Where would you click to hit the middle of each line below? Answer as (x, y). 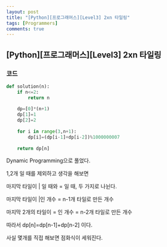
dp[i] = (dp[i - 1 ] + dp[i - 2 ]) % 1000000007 (74, 137)
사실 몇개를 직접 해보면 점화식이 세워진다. (55, 238)
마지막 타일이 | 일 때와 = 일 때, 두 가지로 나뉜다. (62, 186)
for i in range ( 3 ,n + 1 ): (47, 131)
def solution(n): (28, 86)
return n (39, 97)
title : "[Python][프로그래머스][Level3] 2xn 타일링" (68, 18)
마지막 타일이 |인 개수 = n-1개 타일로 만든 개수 (60, 199)
